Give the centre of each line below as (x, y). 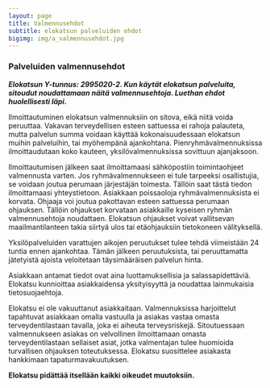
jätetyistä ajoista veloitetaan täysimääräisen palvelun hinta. (106, 260)
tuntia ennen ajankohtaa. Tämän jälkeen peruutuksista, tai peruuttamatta (128, 251)
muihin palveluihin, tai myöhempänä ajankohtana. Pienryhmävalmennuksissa (135, 143)
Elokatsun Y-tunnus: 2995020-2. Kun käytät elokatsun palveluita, (122, 84)
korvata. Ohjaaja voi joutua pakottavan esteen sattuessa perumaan (119, 201)
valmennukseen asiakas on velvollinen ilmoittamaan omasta (108, 334)
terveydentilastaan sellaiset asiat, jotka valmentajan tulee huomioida (121, 342)
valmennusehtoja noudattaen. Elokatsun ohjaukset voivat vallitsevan (122, 218)
